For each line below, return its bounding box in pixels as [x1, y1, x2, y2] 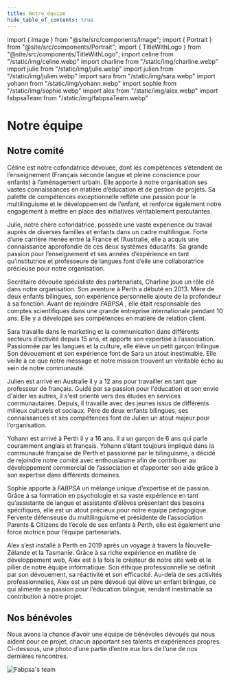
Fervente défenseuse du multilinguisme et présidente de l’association [7, 513, 203, 521]
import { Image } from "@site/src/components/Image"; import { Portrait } [7, 35, 212, 43]
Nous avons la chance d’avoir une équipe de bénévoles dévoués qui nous [7, 630, 216, 639]
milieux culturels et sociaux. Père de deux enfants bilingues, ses [7, 406, 189, 414]
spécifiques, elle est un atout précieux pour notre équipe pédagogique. [7, 506, 208, 514]
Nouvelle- [185, 541, 214, 549]
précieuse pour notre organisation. [7, 264, 105, 272]
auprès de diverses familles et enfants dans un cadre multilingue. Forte [7, 227, 208, 236]
